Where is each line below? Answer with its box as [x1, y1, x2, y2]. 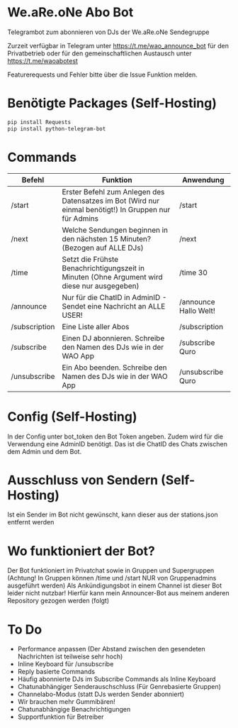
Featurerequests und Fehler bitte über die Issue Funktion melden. [7, 70, 198, 79]
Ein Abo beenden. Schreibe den [62, 363, 168, 373]
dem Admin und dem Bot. [7, 447, 82, 456]
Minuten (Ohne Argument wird [62, 272, 163, 282]
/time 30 [179, 268, 208, 277]
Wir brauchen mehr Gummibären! [17, 697, 115, 706]
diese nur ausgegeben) [62, 281, 140, 291]
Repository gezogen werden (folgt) [7, 597, 110, 605]
